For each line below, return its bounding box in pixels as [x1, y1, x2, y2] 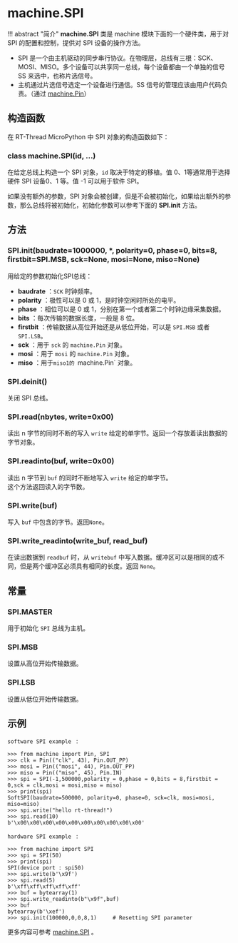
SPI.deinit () [7, 376, 48, 386]
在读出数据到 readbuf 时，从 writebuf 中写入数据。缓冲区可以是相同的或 [7, 553, 219, 562]
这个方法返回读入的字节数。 [7, 482, 89, 490]
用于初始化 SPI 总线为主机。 [7, 623, 90, 632]
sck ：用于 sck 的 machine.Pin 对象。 [17, 341, 126, 349]
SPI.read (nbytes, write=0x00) [7, 412, 114, 422]
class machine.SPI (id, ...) [7, 151, 96, 161]
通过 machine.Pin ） [33, 89, 90, 98]
